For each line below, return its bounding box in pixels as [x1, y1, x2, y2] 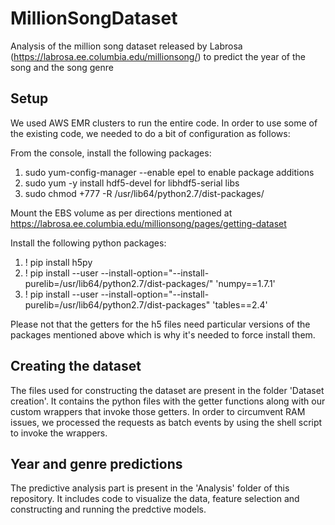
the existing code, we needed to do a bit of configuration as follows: [10, 127, 291, 139]
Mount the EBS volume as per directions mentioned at [10, 207, 233, 219]
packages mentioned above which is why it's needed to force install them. [10, 328, 316, 341]
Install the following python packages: [10, 237, 167, 249]
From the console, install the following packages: [10, 147, 212, 159]
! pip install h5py [24, 256, 93, 268]
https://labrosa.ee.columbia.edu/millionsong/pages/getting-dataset [10, 217, 287, 229]
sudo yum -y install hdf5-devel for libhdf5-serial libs [24, 177, 240, 189]
